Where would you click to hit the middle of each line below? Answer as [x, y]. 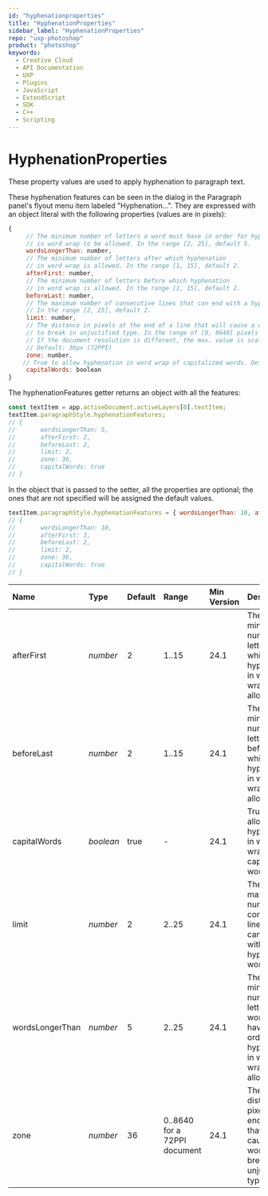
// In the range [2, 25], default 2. [89, 310]
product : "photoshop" [44, 46]
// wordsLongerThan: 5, [59, 430]
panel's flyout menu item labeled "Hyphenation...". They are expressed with [132, 206]
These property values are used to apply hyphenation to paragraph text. [127, 182]
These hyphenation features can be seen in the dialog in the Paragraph [125, 197]
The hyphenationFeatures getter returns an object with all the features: [124, 393]
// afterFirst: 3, [49, 535]
